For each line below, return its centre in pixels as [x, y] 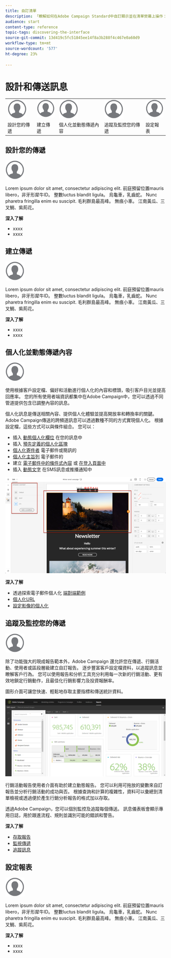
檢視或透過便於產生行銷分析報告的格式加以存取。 [61, 798]
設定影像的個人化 [31, 605]
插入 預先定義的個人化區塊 [40, 444]
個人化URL [24, 599]
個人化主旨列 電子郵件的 [38, 457]
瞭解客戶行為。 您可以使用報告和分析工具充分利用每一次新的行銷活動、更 [82, 674]
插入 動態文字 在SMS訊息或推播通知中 [52, 470]
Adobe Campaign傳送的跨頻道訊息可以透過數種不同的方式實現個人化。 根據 [84, 420]
